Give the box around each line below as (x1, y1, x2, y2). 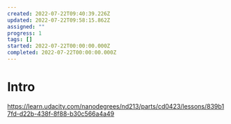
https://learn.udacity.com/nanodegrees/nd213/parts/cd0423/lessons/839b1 (7, 102, 225, 110)
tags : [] (7, 36, 33, 43)
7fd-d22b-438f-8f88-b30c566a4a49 (7, 109, 115, 118)
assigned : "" (7, 23, 45, 30)
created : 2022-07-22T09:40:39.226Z (7, 10, 111, 17)
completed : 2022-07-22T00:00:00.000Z (7, 49, 117, 56)
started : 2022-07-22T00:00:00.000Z (7, 42, 111, 49)
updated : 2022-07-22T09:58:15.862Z (7, 17, 111, 24)
